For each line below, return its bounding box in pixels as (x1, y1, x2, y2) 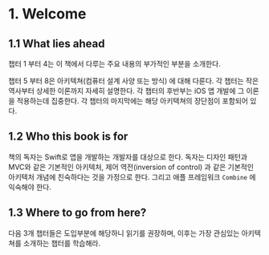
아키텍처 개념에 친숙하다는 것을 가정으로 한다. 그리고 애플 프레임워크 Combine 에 (8, 172, 256, 181)
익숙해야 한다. (8, 182, 52, 192)
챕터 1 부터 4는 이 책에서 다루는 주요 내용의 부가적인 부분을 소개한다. (8, 59, 221, 68)
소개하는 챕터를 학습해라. (22, 238, 101, 248)
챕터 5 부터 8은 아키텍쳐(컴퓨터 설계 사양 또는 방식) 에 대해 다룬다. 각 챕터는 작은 (8, 76, 259, 85)
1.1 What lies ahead (8, 37, 105, 51)
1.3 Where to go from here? (8, 206, 147, 220)
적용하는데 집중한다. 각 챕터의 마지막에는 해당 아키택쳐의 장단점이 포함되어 (16, 96, 249, 105)
